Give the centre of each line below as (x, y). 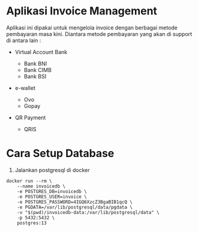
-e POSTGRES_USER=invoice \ (52, 197)
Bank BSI (35, 76)
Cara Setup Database (60, 153)
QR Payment (30, 117)
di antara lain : (24, 40)
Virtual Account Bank (41, 52)
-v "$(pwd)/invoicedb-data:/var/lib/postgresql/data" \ (88, 212)
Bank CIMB (38, 70)
